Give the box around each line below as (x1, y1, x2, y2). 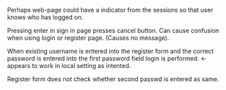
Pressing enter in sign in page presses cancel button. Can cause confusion (7, 27, 220, 34)
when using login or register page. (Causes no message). (7, 34, 170, 42)
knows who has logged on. (7, 13, 84, 21)
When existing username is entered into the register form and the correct (7, 47, 214, 55)
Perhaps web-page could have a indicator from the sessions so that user (7, 6, 214, 14)
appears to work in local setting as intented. (7, 62, 131, 69)
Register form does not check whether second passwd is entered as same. (7, 75, 219, 83)
